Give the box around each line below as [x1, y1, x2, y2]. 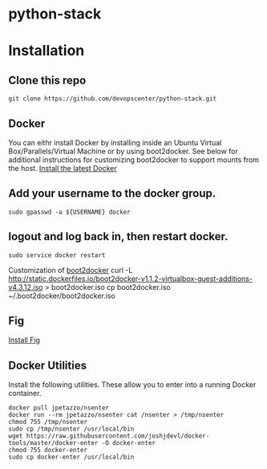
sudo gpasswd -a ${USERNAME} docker [8, 208, 131, 216]
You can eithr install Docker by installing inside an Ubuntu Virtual [8, 138, 222, 147]
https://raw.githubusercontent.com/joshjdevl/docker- [26, 432, 210, 440]
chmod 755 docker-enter [8, 447, 88, 455]
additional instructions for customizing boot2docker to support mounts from [8, 155, 259, 165]
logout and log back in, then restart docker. [8, 230, 229, 243]
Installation [8, 42, 85, 60]
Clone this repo [8, 73, 87, 87]
